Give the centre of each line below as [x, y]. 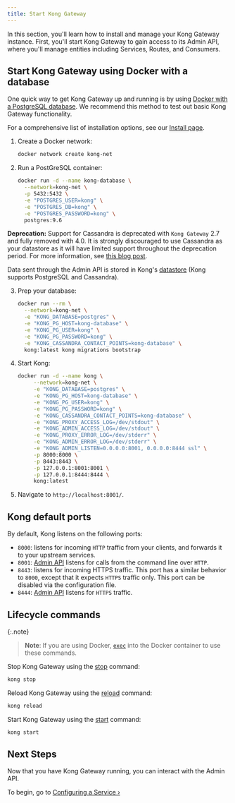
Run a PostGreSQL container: [60, 168]
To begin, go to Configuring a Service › [64, 792]
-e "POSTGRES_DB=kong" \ [61, 207]
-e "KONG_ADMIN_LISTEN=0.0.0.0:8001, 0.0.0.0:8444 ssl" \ [120, 449]
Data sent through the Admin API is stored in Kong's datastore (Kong [107, 270]
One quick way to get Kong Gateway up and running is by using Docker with [118, 99]
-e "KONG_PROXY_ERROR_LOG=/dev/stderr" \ [95, 435]
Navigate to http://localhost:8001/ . [71, 495]
